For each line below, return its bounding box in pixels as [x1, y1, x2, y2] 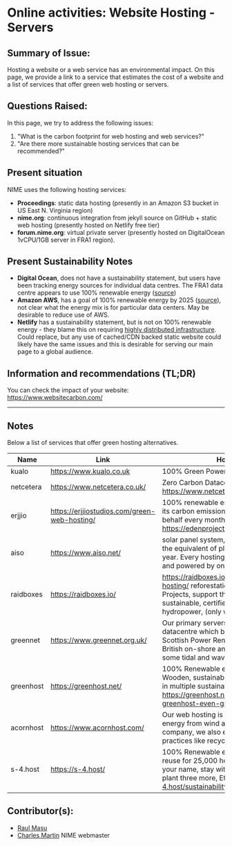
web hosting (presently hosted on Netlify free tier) [17, 220, 160, 229]
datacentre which [162, 627, 219, 637]
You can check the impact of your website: [7, 386, 129, 394]
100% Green [162, 466, 204, 476]
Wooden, [162, 673, 191, 682]
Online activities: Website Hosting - [7, 5, 215, 21]
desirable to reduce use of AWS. [17, 310, 110, 319]
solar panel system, [162, 535, 226, 545]
